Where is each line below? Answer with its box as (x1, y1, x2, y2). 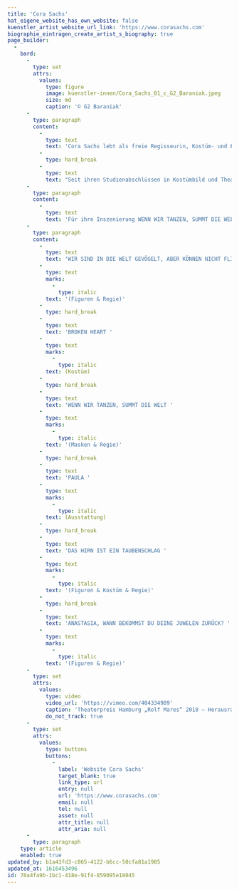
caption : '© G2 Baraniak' (45, 103, 122, 110)
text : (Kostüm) (45, 368, 91, 376)
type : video (45, 693, 81, 700)
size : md (45, 97, 72, 104)
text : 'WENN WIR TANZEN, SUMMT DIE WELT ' (45, 401, 174, 408)
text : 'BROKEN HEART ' (45, 328, 113, 336)
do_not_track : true (45, 713, 103, 720)
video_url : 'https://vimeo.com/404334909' (45, 699, 174, 706)
